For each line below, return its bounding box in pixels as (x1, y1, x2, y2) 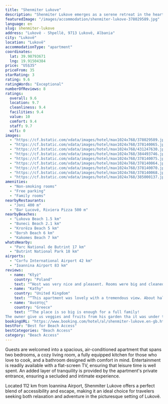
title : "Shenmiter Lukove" (5, 7, 61, 12)
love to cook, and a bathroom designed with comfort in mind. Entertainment (5, 357, 161, 363)
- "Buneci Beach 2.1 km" (9, 221, 61, 226)
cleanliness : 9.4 (9, 105, 46, 110)
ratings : (5, 91, 23, 96)
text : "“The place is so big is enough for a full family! (14, 309, 140, 314)
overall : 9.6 (9, 95, 37, 100)
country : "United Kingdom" (14, 291, 70, 296)
